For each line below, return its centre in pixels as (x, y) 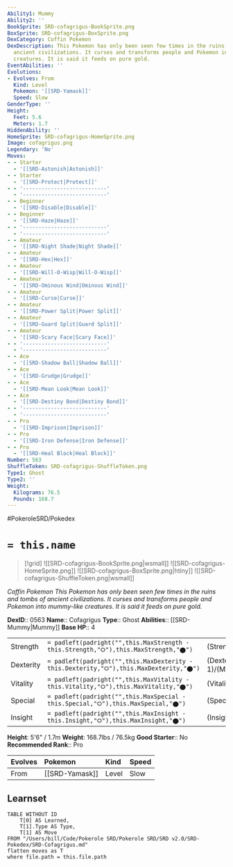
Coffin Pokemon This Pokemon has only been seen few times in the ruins (112, 591)
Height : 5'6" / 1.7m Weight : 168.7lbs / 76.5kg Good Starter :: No (98, 738)
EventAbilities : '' (35, 65)
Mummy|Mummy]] (34, 628)
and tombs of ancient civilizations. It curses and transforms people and (110, 599)
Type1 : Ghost (26, 473)
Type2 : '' (21, 479)
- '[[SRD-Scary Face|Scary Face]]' (65, 337)
